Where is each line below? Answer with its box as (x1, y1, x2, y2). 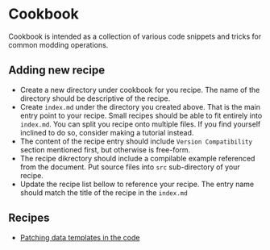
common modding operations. (8, 40, 109, 49)
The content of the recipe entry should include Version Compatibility (19, 136, 252, 146)
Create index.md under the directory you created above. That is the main (19, 102, 260, 111)
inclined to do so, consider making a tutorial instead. (19, 127, 194, 137)
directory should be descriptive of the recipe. (19, 94, 171, 103)
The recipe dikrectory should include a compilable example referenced (19, 153, 255, 163)
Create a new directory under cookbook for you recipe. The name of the (19, 85, 260, 94)
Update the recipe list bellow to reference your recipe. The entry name (19, 179, 255, 189)
